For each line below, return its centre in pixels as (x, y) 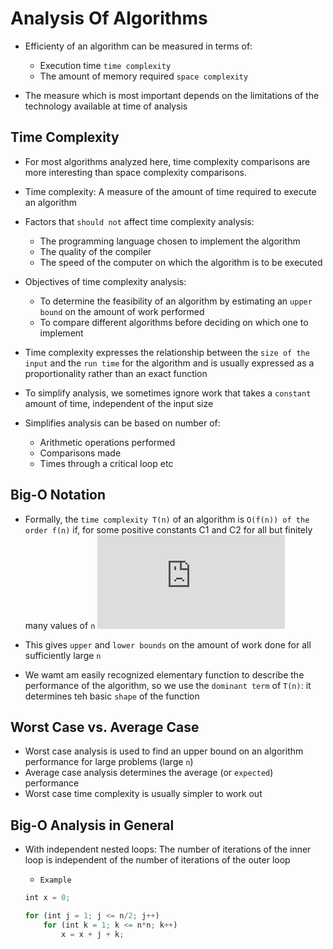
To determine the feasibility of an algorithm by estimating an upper (176, 301)
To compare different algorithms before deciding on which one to (174, 322)
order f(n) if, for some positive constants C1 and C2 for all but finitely (168, 529)
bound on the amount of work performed (122, 311)
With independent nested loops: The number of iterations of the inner (168, 849)
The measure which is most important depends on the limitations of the (172, 95)
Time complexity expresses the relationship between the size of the (167, 352)
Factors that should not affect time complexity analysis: (139, 221)
